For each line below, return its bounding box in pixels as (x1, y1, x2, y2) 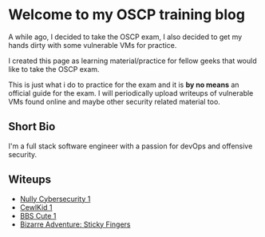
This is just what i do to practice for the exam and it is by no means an (8, 80, 239, 89)
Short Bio (8, 120, 56, 133)
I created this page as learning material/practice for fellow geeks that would (8, 56, 257, 65)
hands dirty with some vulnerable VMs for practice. (8, 40, 177, 49)
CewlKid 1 (19, 202, 53, 212)
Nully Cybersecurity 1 (19, 194, 91, 203)
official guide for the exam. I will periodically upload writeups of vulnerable (8, 88, 254, 97)
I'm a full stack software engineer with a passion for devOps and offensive (8, 141, 253, 151)
